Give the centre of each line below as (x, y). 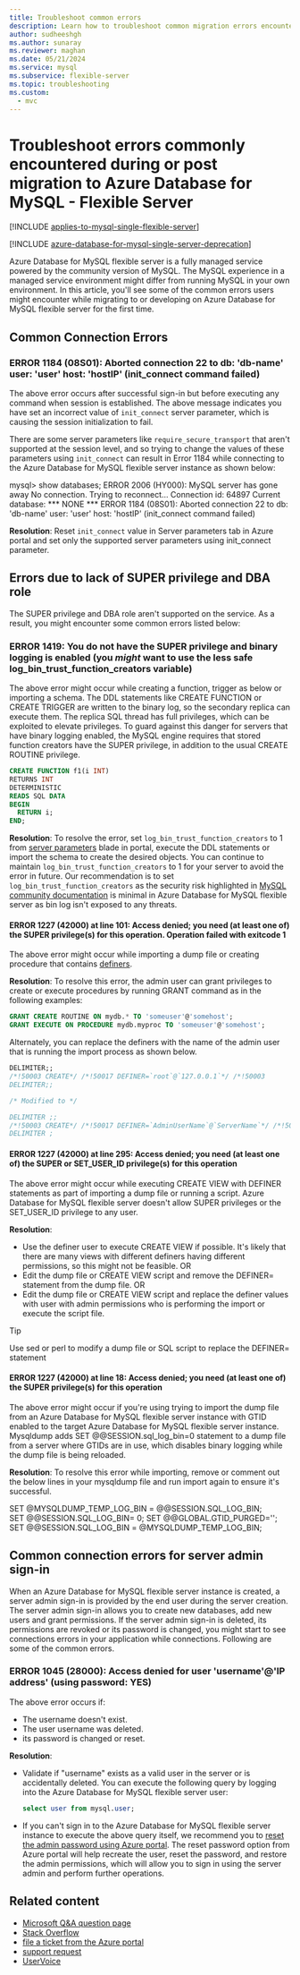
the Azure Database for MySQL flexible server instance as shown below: (142, 468)
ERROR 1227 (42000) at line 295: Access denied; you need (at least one (145, 1154)
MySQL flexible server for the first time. (82, 309)
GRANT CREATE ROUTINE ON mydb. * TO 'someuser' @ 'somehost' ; (121, 1017)
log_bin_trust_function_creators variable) (101, 668)
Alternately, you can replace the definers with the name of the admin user (145, 1043)
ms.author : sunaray (46, 43)
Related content (54, 1901)
